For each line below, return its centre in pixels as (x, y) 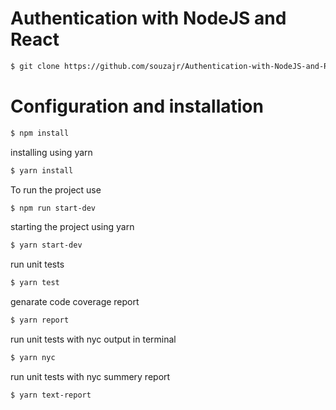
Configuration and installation (137, 106)
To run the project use (56, 189)
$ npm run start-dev (53, 208)
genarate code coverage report (75, 302)
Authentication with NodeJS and (148, 18)
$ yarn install (42, 170)
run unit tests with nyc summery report (90, 376)
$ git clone (35, 66)
